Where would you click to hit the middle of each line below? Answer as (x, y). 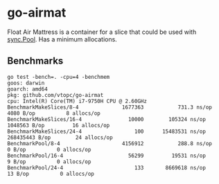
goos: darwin (26, 83)
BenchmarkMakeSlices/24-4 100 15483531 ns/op (107, 131)
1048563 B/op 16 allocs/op (59, 125)
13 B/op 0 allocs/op (51, 174)
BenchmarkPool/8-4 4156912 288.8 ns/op (110, 143)
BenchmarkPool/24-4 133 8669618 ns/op (107, 167)
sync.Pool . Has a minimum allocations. (62, 39)
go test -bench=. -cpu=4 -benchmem (59, 77)
